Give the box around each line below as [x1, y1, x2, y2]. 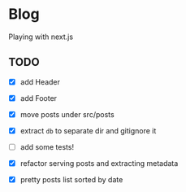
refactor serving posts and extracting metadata [19, 159, 179, 168]
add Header [19, 76, 61, 86]
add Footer [19, 93, 58, 103]
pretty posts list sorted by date [19, 175, 123, 185]
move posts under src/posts [19, 109, 115, 119]
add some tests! [19, 142, 75, 151]
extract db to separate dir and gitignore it [19, 125, 157, 135]
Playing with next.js [8, 32, 74, 41]
